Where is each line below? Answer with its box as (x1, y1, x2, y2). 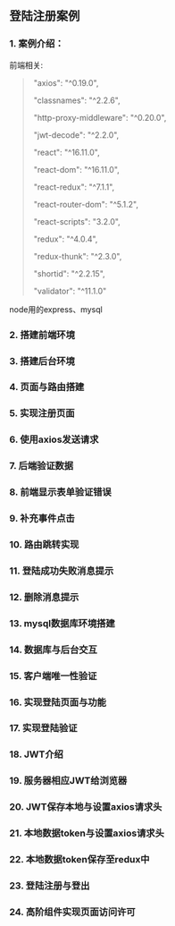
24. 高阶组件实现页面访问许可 (9, 905, 136, 918)
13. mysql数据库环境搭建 (9, 616, 116, 629)
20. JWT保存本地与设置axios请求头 (9, 801, 162, 813)
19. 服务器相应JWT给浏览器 (9, 775, 128, 787)
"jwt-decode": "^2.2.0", (33, 129, 120, 140)
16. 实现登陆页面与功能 (9, 696, 107, 709)
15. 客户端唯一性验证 (9, 669, 97, 682)
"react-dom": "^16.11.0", (33, 164, 121, 174)
